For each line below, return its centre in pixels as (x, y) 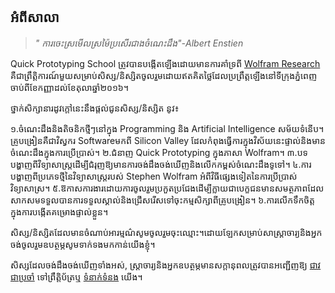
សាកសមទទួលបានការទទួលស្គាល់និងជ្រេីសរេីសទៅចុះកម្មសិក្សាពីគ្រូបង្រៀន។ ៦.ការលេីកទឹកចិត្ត (162, 200)
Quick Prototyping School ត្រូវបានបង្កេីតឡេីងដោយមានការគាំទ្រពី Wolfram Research (165, 63)
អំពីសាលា (35, 17)
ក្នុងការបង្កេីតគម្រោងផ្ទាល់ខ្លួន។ (59, 211)
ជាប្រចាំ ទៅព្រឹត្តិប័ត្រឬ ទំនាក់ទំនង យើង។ (76, 276)
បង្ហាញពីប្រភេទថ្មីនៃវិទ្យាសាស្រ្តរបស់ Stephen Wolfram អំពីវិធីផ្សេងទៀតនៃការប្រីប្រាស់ (154, 176)
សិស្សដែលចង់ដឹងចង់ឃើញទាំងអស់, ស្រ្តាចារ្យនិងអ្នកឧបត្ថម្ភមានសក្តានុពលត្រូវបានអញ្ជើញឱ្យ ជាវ (166, 265)
